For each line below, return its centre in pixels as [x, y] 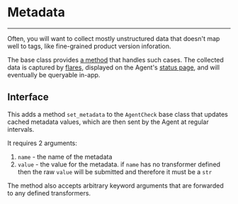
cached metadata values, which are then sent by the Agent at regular [108, 122]
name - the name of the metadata [65, 157]
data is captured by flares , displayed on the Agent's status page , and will [114, 67]
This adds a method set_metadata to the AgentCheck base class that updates [118, 114]
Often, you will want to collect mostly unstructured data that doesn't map [114, 38]
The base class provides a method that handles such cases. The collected [116, 59]
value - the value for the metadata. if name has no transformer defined [119, 164]
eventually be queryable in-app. [54, 74]
